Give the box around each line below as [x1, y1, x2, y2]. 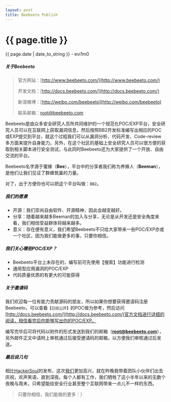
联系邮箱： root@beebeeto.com [17, 110, 84, 116]
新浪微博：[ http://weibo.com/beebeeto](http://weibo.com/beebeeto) [17, 99, 162, 105]
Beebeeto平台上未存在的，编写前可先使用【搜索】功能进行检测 [12, 259, 145, 266]
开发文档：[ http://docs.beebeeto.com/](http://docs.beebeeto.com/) [17, 88, 159, 94]
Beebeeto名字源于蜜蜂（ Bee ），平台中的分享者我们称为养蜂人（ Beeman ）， [5, 163, 163, 170]
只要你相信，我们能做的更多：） [17, 391, 85, 397]
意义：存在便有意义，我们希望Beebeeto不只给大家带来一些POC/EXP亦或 [12, 226, 164, 232]
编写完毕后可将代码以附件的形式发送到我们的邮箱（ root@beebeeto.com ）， [5, 328, 164, 335]
